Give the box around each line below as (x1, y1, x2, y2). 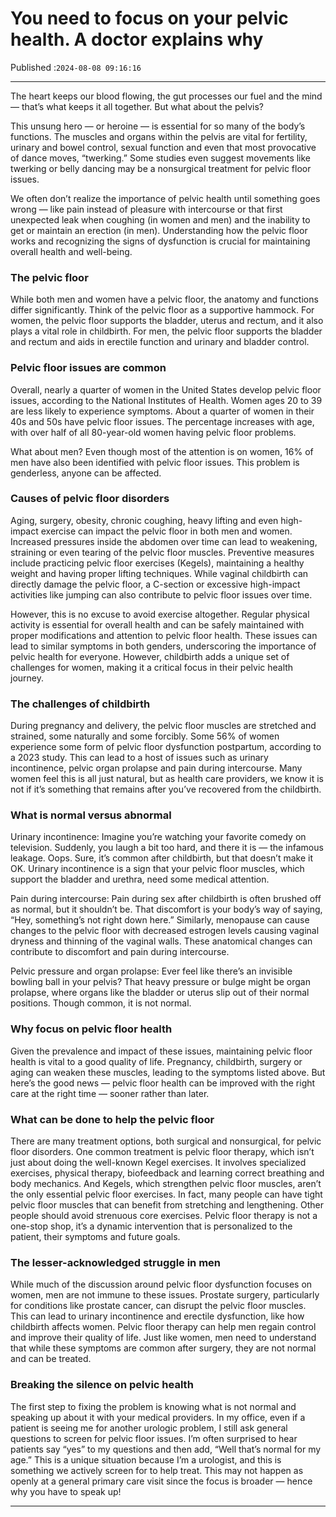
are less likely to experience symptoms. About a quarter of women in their (10, 405, 315, 417)
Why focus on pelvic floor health (10, 1022, 173, 1036)
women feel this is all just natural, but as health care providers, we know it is (10, 773, 324, 785)
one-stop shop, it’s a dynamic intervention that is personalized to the (10, 1220, 293, 1232)
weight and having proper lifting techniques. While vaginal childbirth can (10, 567, 309, 579)
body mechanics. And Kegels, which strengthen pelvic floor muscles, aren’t (10, 1178, 322, 1190)
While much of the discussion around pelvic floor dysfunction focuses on (10, 1278, 313, 1291)
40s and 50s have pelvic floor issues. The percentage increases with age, (10, 415, 315, 427)
